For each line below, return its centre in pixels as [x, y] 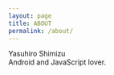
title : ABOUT [30, 23]
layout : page [30, 16]
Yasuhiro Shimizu [37, 54]
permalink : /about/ [41, 31]
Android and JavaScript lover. [57, 62]
